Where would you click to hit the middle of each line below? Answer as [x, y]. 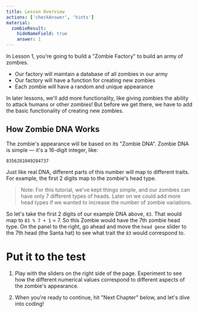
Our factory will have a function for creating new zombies [85, 80]
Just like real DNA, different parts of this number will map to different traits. [98, 172]
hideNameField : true [42, 34]
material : [18, 23]
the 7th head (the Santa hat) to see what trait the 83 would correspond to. [96, 233]
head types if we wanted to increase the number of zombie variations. [106, 202]
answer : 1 [29, 39]
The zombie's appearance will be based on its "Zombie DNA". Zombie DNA [98, 144]
